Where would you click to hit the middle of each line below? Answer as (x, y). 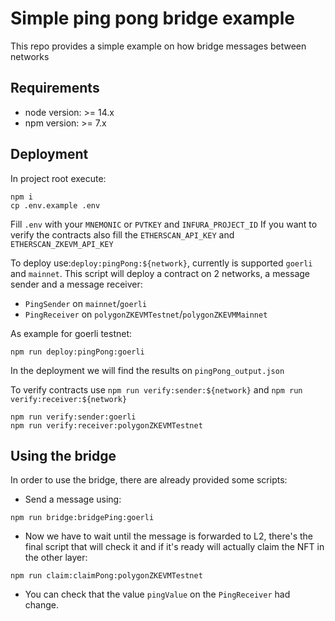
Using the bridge (63, 455)
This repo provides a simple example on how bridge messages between (158, 46)
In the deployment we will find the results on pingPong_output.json (147, 370)
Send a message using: (73, 499)
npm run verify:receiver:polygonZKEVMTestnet (106, 425)
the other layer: (56, 558)
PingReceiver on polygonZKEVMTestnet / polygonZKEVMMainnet (146, 314)
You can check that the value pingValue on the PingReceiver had (157, 594)
